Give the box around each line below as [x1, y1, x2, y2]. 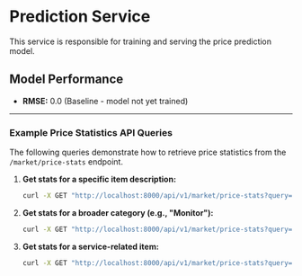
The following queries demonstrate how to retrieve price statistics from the [9, 147, 287, 158]
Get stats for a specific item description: [22, 174, 177, 185]
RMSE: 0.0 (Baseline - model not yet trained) [22, 95, 189, 106]
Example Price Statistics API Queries [9, 126, 173, 138]
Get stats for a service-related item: [22, 241, 159, 252]
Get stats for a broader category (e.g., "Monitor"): [22, 207, 214, 218]
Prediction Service [9, 6, 151, 27]
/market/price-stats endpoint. [9, 156, 124, 167]
